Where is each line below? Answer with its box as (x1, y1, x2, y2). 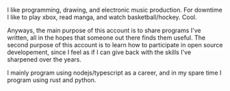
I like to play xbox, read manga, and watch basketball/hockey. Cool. (7, 13, 197, 21)
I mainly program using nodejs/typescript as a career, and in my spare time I (7, 68, 222, 77)
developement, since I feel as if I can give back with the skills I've (7, 48, 192, 56)
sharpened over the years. (7, 55, 82, 64)
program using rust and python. (7, 76, 97, 84)
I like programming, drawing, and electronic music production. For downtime (7, 6, 222, 14)
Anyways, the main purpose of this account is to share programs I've (7, 27, 202, 34)
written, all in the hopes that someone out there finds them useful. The (7, 34, 206, 42)
